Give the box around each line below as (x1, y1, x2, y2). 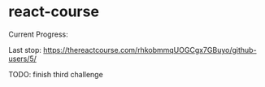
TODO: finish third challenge (8, 69, 103, 79)
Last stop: (8, 45, 42, 54)
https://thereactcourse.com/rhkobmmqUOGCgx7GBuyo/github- (43, 45, 258, 54)
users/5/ (8, 54, 37, 63)
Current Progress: (8, 29, 68, 39)
